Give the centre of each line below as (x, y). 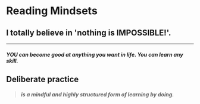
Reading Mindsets (52, 11)
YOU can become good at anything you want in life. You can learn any (95, 54)
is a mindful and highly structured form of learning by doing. (97, 94)
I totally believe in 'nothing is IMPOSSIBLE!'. (89, 33)
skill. (12, 61)
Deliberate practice (43, 79)
